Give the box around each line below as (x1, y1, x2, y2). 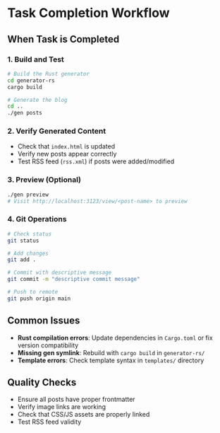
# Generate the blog (7, 96, 68, 103)
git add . (7, 256, 37, 263)
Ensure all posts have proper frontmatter (17, 395, 135, 404)
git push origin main (7, 295, 71, 302)
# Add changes (7, 250, 49, 257)
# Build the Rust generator (7, 70, 90, 77)
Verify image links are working (17, 403, 106, 411)
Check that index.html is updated (17, 142, 116, 151)
